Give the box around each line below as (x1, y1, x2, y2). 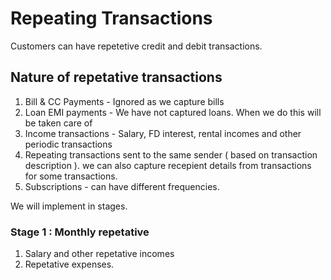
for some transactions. (24, 170, 118, 182)
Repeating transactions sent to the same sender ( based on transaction (24, 148, 318, 161)
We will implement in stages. (10, 200, 128, 212)
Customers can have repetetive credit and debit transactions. (10, 40, 263, 52)
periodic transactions (24, 138, 113, 150)
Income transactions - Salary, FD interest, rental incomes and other (24, 127, 302, 139)
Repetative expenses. (24, 258, 115, 271)
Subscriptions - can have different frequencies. (24, 180, 220, 192)
